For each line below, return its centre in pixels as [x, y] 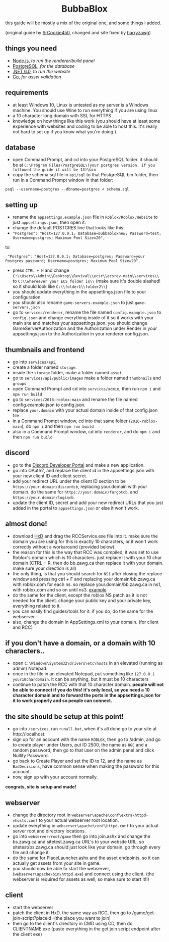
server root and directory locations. [49, 831]
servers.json [26, 308]
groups [19, 384]
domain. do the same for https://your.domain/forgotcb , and [75, 492]
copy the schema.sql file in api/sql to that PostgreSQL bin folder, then [85, 175]
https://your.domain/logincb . [44, 497]
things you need [31, 48]
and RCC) [23, 627]
